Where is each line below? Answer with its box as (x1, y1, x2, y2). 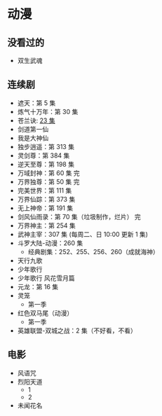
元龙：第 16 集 (17, 282, 59, 291)
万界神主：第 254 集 (17, 221, 76, 230)
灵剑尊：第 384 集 (17, 151, 70, 160)
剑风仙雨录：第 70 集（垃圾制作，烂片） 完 (17, 212, 142, 221)
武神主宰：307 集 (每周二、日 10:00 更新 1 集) (17, 230, 149, 238)
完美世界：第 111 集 (17, 186, 72, 195)
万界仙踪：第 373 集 (17, 195, 76, 203)
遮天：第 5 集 (17, 99, 56, 107)
